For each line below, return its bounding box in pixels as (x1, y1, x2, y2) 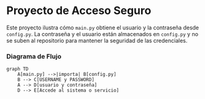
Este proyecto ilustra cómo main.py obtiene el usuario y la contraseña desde (6, 24, 199, 31)
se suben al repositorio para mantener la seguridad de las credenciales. (6, 37, 188, 44)
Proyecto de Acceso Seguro (6, 4, 152, 18)
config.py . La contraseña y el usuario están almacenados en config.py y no (6, 30, 198, 37)
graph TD (6, 66, 29, 72)
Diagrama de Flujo (6, 52, 61, 61)
